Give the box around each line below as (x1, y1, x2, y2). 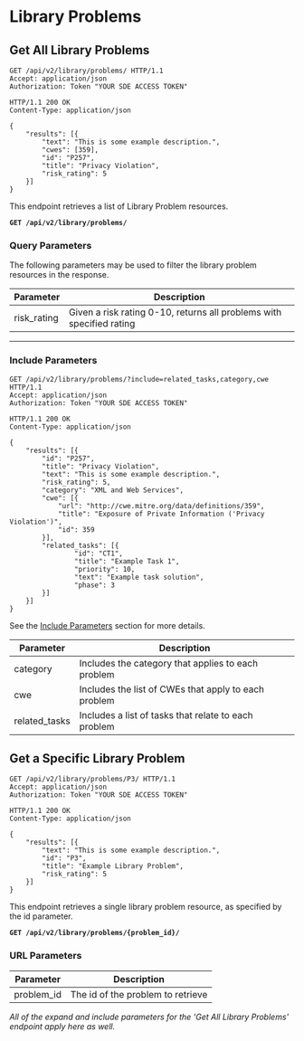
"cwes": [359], (42, 146, 100, 155)
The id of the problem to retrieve (70, 988, 208, 1000)
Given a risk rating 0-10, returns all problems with (68, 306, 282, 318)
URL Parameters (9, 950, 82, 962)
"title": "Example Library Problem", (42, 862, 184, 871)
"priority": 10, (73, 564, 136, 573)
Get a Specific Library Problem (9, 751, 185, 766)
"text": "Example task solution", (73, 573, 204, 582)
